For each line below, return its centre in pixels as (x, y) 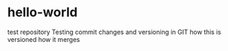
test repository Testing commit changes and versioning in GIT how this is (114, 32)
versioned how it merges (44, 39)
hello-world (43, 12)
